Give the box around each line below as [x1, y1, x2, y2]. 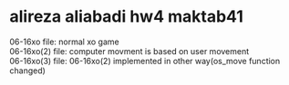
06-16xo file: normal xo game [9, 36, 120, 47]
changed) [9, 65, 46, 76]
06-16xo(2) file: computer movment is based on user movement [9, 45, 250, 56]
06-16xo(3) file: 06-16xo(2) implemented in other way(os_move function [9, 55, 281, 66]
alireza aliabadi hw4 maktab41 [9, 6, 244, 27]
